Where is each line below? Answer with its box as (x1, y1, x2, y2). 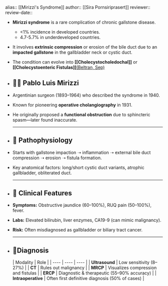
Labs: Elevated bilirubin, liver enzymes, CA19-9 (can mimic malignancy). (12, 217, 161, 223)
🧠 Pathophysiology (12, 136, 73, 145)
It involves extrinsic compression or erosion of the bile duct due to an (12, 44, 157, 50)
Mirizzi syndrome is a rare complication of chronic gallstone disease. (12, 20, 156, 25)
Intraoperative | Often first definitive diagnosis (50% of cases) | (12, 275, 144, 281)
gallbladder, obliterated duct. (12, 170, 72, 176)
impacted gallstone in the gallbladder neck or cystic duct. (12, 50, 132, 55)
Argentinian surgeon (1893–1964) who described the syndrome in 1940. (12, 92, 160, 98)
